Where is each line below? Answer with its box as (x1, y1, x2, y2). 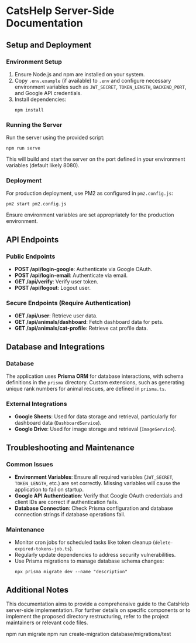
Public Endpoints (6, 252, 56, 260)
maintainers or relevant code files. (6, 619, 88, 626)
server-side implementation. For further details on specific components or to (6, 607, 191, 614)
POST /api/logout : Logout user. (14, 285, 91, 292)
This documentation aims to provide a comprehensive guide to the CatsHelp (6, 600, 190, 608)
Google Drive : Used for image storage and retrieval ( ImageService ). (14, 425, 177, 432)
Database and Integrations (6, 341, 105, 351)
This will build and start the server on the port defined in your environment (6, 155, 185, 163)
